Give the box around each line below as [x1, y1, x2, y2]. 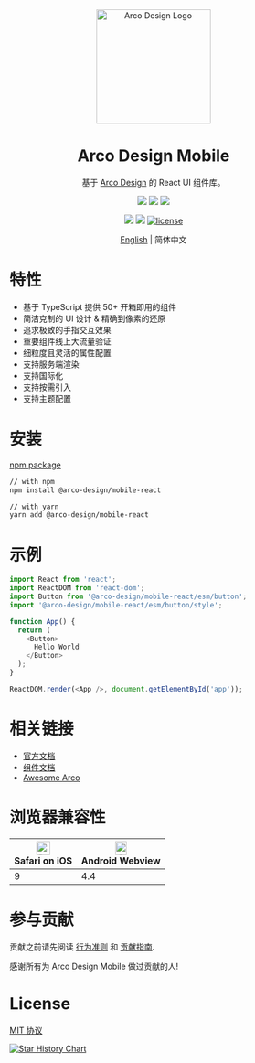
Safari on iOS [14, 854, 73, 867]
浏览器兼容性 [9, 807, 107, 827]
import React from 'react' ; [9, 575, 117, 585]
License [9, 993, 71, 1014]
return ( [17, 626, 51, 635]
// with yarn [9, 502, 59, 511]
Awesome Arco [22, 772, 80, 783]
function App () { [9, 617, 76, 626]
